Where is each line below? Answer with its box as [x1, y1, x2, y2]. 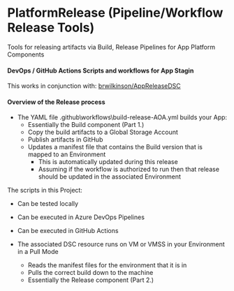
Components [7, 50, 45, 59]
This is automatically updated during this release [38, 158, 178, 166]
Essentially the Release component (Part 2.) [27, 276, 154, 284]
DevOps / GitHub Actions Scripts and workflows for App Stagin [7, 66, 194, 75]
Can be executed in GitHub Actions [17, 227, 119, 235]
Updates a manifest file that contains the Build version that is [27, 143, 203, 151]
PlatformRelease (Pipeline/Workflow [7, 5, 224, 21]
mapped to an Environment [27, 150, 106, 158]
